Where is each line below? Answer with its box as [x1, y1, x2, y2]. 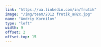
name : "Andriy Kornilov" [5, 16, 57, 21]
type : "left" [5, 21, 32, 26]
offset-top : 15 [5, 35, 37, 40]
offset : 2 [5, 30, 26, 35]
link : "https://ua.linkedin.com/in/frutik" [5, 7, 97, 12]
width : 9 [5, 25, 23, 30]
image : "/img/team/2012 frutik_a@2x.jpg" [5, 12, 93, 17]
